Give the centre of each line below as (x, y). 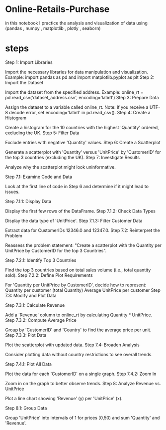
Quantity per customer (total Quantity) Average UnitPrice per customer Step (83, 290)
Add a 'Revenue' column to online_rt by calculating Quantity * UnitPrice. (79, 315)
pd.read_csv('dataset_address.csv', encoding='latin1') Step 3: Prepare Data (82, 97)
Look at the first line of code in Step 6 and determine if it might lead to (77, 186)
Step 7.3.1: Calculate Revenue (35, 305)
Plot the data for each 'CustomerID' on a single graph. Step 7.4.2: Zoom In (81, 374)
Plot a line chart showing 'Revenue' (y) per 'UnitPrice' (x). (64, 398)
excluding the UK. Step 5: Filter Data (42, 133)
